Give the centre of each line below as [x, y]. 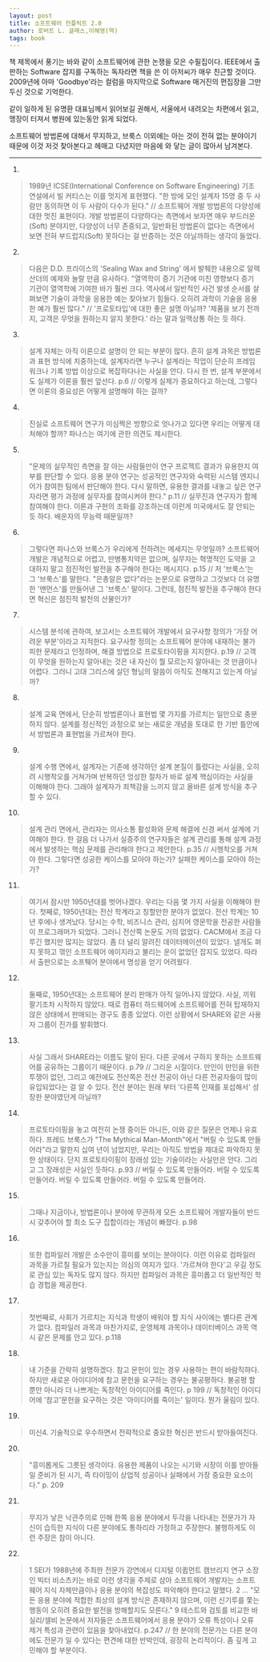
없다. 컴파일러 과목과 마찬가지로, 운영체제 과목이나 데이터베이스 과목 [143, 1327]
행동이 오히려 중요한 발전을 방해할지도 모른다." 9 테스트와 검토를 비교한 [139, 1610]
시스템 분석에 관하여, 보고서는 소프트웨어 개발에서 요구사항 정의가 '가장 [139, 632]
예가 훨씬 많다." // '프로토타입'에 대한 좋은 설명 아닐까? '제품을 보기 [141, 308]
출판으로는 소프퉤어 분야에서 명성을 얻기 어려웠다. [114, 962]
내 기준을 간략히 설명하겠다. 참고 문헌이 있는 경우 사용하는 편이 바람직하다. [144, 1370]
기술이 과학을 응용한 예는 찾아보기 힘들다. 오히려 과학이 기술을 [146, 299]
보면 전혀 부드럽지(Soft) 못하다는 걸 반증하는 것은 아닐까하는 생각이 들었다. [145, 236]
